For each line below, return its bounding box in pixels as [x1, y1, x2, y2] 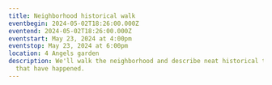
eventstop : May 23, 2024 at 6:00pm [8, 42, 129, 50]
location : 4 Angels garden [8, 49, 100, 57]
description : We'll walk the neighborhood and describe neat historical [8, 57, 259, 66]
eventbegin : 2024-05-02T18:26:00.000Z [8, 19, 139, 28]
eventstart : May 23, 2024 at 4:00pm [8, 34, 132, 43]
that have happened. [15, 65, 85, 73]
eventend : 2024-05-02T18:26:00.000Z [8, 27, 132, 35]
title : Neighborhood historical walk [8, 11, 136, 20]
